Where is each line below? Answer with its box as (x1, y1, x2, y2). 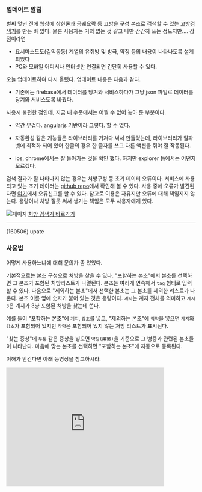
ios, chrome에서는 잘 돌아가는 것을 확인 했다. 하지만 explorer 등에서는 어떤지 (14, 155, 196, 162)
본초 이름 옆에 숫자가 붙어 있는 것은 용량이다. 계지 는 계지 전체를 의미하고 (19, 294, 186, 301)
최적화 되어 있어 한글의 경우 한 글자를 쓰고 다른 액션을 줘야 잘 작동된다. (26, 142, 191, 149)
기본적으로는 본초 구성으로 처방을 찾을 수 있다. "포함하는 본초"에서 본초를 (6, 272, 176, 279)
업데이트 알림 (6, 5, 42, 13)
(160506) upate (6, 228, 44, 235)
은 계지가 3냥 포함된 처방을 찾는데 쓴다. (8, 302, 100, 309)
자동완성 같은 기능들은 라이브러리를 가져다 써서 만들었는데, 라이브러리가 (14, 134, 182, 142)
